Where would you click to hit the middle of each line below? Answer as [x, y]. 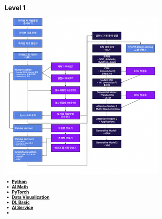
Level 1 [15, 8]
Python [19, 182]
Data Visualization [30, 197]
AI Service [22, 208]
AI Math [20, 187]
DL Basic [21, 202]
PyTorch [20, 192]
